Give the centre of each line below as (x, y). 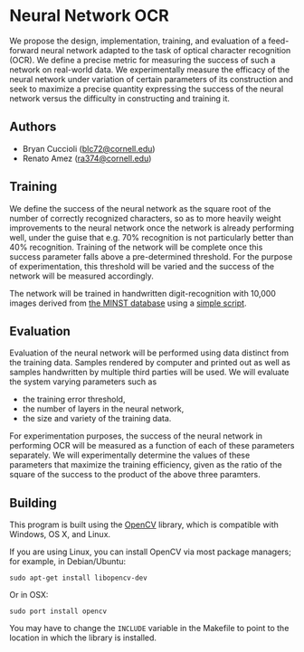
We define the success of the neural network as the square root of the (140, 208)
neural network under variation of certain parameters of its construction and (152, 79)
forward (24, 50)
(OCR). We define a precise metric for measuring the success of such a (142, 60)
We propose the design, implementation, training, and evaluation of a (138, 41)
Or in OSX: (29, 595)
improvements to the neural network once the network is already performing (152, 228)
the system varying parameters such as (83, 382)
